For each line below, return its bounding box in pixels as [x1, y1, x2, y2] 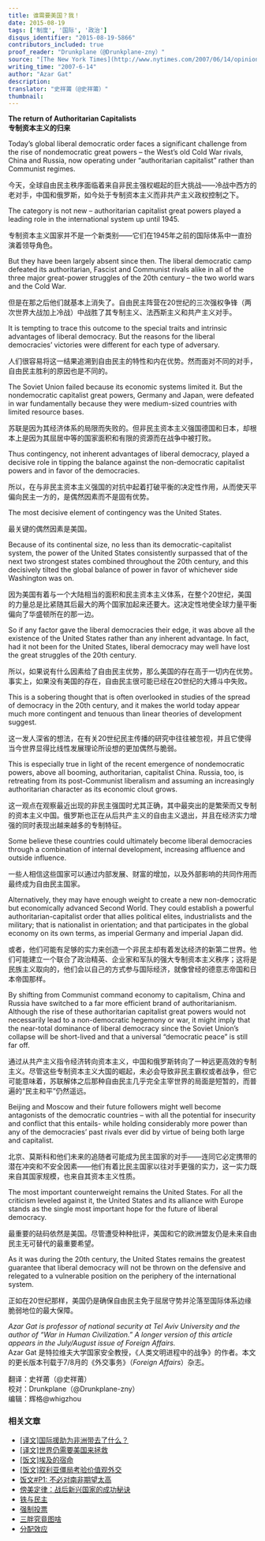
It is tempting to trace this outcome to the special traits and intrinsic [8, 324, 227, 333]
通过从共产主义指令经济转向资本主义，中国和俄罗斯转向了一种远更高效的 [8, 1057, 243, 1066]
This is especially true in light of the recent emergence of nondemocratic [8, 759, 245, 769]
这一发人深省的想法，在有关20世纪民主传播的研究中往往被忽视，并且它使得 [8, 734, 252, 743]
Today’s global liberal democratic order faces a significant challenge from [8, 139, 247, 148]
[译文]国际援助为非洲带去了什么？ [19, 1435, 129, 1445]
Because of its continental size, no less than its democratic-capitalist [8, 540, 232, 549]
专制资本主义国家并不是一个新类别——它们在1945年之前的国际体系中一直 [8, 230, 245, 241]
